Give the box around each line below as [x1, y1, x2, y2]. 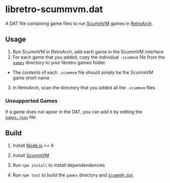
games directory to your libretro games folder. [12, 59, 107, 66]
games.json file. [5, 114, 37, 120]
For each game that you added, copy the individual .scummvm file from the [12, 54, 165, 60]
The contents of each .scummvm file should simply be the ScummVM [12, 69, 153, 75]
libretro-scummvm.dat [5, 4, 103, 15]
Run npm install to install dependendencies [12, 162, 105, 168]
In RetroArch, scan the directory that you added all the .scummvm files [12, 84, 156, 90]
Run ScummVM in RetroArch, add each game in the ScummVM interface [12, 48, 164, 54]
